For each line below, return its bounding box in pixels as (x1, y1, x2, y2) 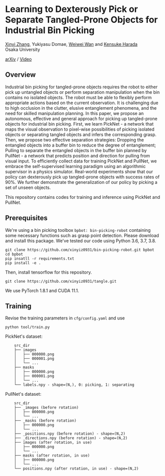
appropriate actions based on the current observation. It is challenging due (5, 100, 159, 106)
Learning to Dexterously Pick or (5, 3, 138, 15)
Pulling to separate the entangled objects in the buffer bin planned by (5, 147, 147, 153)
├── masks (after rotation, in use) (14, 453, 90, 458)
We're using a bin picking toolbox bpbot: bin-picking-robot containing (5, 227, 151, 233)
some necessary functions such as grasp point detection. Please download (5, 232, 159, 238)
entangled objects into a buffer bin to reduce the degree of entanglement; (5, 142, 157, 148)
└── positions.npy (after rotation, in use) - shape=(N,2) (14, 466, 139, 472)
